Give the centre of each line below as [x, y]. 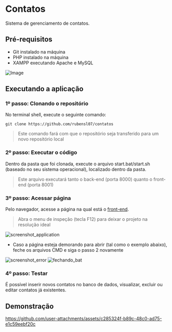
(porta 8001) [41, 185]
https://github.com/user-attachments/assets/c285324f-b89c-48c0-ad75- [84, 319]
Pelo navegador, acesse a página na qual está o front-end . [67, 209]
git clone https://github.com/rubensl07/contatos [60, 124]
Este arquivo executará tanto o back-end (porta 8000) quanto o [85, 179]
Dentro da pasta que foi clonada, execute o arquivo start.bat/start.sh [78, 164]
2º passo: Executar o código [41, 152]
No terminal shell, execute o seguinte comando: [56, 115]
